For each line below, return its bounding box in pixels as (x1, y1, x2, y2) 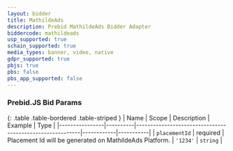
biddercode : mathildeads (7, 29, 80, 37)
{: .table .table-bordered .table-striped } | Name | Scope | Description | (7, 113, 210, 122)
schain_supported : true (7, 42, 77, 49)
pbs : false (7, 68, 39, 75)
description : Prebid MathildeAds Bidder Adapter (7, 23, 151, 30)
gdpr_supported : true (7, 56, 70, 63)
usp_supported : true (7, 36, 68, 43)
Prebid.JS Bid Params (7, 98, 82, 108)
